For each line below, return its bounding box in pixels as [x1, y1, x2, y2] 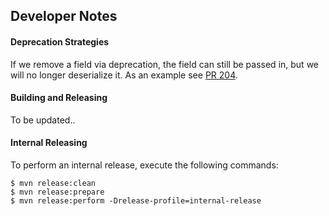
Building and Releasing [10, 92, 108, 104]
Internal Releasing [10, 137, 88, 149]
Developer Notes [10, 8, 118, 25]
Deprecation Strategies [10, 35, 110, 48]
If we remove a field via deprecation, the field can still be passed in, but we [10, 58, 320, 70]
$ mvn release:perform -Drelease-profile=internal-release [10, 196, 262, 206]
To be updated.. [10, 114, 76, 126]
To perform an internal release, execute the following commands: [10, 159, 279, 171]
